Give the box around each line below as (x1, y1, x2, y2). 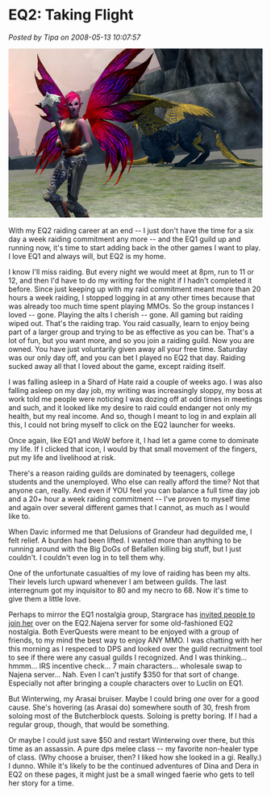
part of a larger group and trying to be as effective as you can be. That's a (8, 327, 255, 337)
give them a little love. (8, 594, 81, 604)
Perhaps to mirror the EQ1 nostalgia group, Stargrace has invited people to (8, 610, 256, 619)
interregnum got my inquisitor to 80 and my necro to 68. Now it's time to (8, 585, 248, 595)
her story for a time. (8, 778, 74, 788)
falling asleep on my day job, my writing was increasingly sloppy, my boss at (8, 386, 262, 396)
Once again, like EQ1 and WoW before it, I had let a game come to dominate (8, 436, 260, 446)
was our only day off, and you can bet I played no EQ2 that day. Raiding (8, 353, 246, 362)
